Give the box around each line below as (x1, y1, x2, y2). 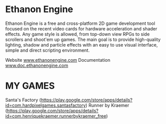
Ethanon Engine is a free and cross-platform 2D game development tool (5, 20, 156, 26)
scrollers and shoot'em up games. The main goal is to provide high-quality (5, 36, 161, 43)
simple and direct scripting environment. (5, 47, 90, 53)
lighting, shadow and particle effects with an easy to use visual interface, (5, 42, 158, 48)
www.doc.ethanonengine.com (5, 62, 69, 68)
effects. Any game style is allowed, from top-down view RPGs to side (5, 31, 150, 37)
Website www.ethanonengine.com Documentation (5, 57, 111, 63)
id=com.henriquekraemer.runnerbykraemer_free (5, 113, 107, 119)
